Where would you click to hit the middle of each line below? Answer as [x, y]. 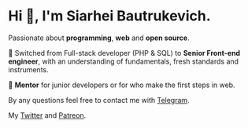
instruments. [28, 69]
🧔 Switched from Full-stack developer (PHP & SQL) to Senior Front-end [124, 53]
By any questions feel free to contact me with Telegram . [99, 100]
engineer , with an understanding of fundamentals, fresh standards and [123, 61]
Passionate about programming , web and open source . [99, 38]
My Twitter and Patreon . [47, 115]
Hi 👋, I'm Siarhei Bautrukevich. [109, 16]
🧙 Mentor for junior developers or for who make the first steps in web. [122, 85]
